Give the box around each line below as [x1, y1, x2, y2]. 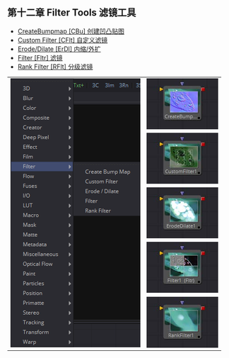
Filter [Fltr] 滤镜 [17, 53, 63, 62]
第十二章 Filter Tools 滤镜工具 [7, 6, 136, 19]
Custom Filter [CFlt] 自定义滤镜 [17, 35, 108, 44]
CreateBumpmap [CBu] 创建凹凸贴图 [17, 27, 125, 35]
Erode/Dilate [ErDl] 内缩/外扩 [17, 45, 101, 53]
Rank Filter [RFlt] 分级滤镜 [17, 62, 93, 71]
